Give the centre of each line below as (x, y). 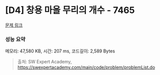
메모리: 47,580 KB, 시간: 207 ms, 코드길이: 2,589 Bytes (60, 51)
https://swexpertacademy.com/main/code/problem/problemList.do (86, 67)
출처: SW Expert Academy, (44, 62)
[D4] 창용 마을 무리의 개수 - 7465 (70, 10)
